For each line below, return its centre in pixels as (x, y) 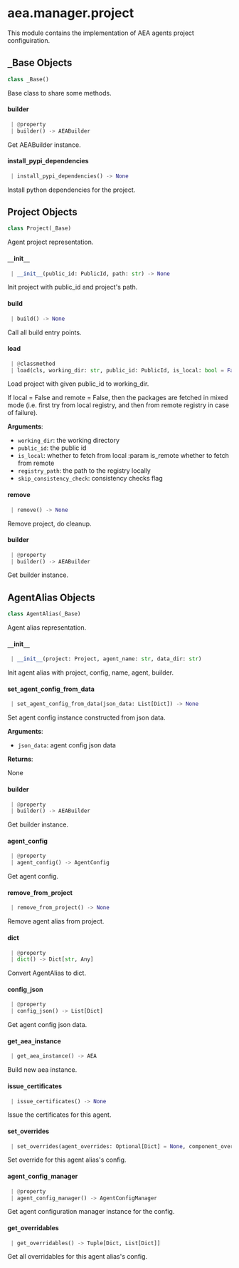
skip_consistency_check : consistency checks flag (90, 479)
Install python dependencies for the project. (71, 190)
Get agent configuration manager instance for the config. (91, 1212)
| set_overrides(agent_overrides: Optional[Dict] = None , (98, 1146)
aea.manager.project (71, 13)
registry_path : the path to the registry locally (84, 471)
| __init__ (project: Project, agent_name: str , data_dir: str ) (106, 659)
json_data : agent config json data (67, 745)
